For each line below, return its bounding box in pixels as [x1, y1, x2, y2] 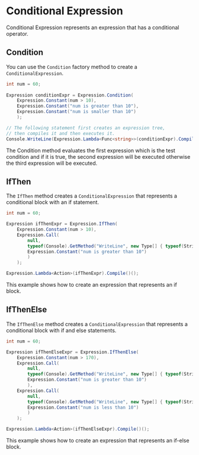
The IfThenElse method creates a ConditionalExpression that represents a [6, 320, 188, 328]
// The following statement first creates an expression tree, [6, 125, 166, 131]
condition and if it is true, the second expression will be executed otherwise [6, 153, 191, 160]
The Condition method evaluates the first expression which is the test [6, 147, 176, 154]
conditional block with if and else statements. [6, 327, 117, 334]
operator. [6, 30, 28, 37]
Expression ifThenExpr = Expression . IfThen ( [6, 221, 118, 227]
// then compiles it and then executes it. [6, 130, 115, 136]
